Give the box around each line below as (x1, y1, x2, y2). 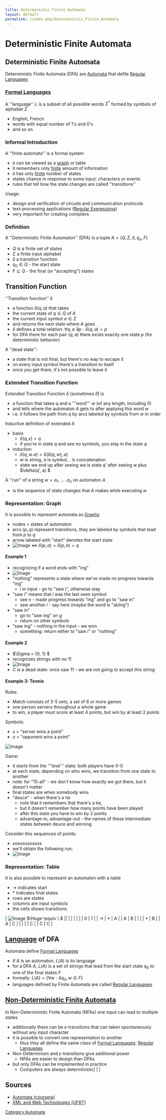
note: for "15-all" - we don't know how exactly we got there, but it (12, 779, 147, 785)
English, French (12, 116, 45, 122)
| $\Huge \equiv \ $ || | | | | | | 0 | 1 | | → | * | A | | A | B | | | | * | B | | (5, 915, 161, 921)
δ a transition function (12, 256, 58, 262)
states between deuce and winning (19, 821, 92, 827)
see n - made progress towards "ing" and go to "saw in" (19, 596, 135, 602)
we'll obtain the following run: (12, 845, 73, 852)
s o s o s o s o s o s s (12, 840, 42, 846)
